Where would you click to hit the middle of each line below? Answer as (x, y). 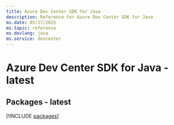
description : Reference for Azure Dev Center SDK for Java (80, 17)
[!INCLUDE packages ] (33, 116)
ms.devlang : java (27, 33)
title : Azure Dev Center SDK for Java (53, 11)
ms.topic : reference (31, 28)
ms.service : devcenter (34, 39)
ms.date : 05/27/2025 (31, 22)
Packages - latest (39, 102)
